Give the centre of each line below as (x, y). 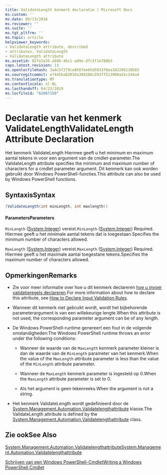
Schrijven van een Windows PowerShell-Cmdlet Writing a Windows (74, 462)
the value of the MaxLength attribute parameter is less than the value (89, 359)
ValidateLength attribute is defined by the (55, 414)
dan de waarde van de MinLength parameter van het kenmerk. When (89, 353)
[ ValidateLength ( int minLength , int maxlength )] (57, 207)
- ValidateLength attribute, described (47, 47)
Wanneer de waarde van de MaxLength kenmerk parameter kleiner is (89, 348)
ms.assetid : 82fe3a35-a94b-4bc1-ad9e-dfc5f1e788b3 (59, 61)
